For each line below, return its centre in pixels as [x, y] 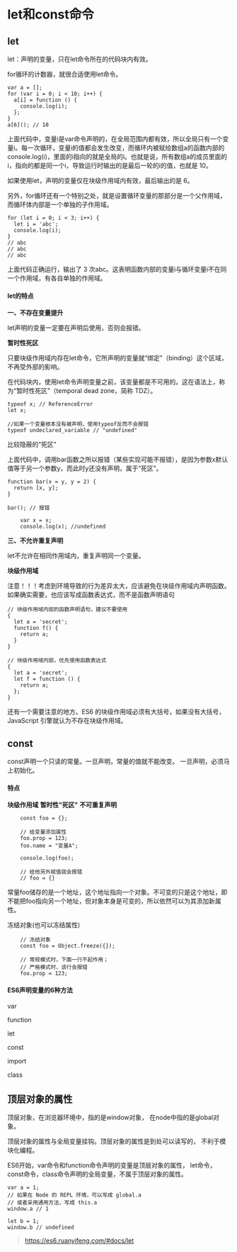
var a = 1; [23, 1188]
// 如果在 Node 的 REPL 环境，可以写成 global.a [74, 1195]
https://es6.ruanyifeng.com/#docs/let [79, 1241]
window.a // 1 [28, 1209]
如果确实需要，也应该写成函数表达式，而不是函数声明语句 [91, 595]
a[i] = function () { [46, 100]
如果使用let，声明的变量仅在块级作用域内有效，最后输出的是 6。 [100, 181]
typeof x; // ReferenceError [50, 404]
